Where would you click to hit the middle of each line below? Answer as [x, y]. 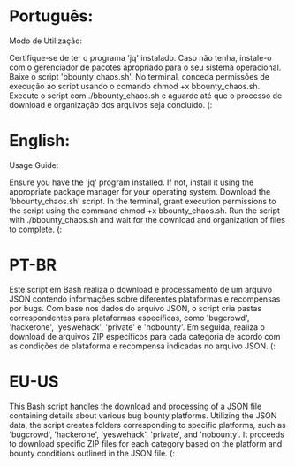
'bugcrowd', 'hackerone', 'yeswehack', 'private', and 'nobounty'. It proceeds [147, 434]
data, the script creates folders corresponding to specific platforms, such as [147, 425]
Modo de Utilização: [45, 41]
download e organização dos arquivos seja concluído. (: [111, 104]
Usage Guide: [34, 165]
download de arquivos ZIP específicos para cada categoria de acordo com [145, 336]
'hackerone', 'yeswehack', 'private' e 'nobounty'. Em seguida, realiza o [137, 327]
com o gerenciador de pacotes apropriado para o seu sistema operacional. [145, 67]
